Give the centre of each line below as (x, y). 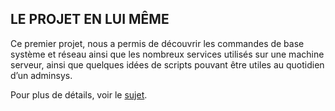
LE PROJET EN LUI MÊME (90, 19)
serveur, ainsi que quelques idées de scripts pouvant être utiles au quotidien (167, 64)
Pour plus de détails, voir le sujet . (79, 94)
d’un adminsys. (41, 75)
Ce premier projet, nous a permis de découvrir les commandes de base (157, 43)
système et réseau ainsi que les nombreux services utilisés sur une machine (167, 54)
